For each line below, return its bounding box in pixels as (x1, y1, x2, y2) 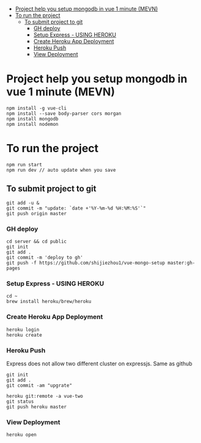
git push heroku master (6, 403, 67, 410)
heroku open (6, 432, 37, 438)
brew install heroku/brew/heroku (6, 299, 92, 305)
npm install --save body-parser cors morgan (6, 110, 122, 117)
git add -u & (6, 200, 40, 206)
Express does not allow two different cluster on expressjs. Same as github (6, 360, 192, 367)
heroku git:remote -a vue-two (6, 393, 84, 399)
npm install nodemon (6, 121, 59, 127)
